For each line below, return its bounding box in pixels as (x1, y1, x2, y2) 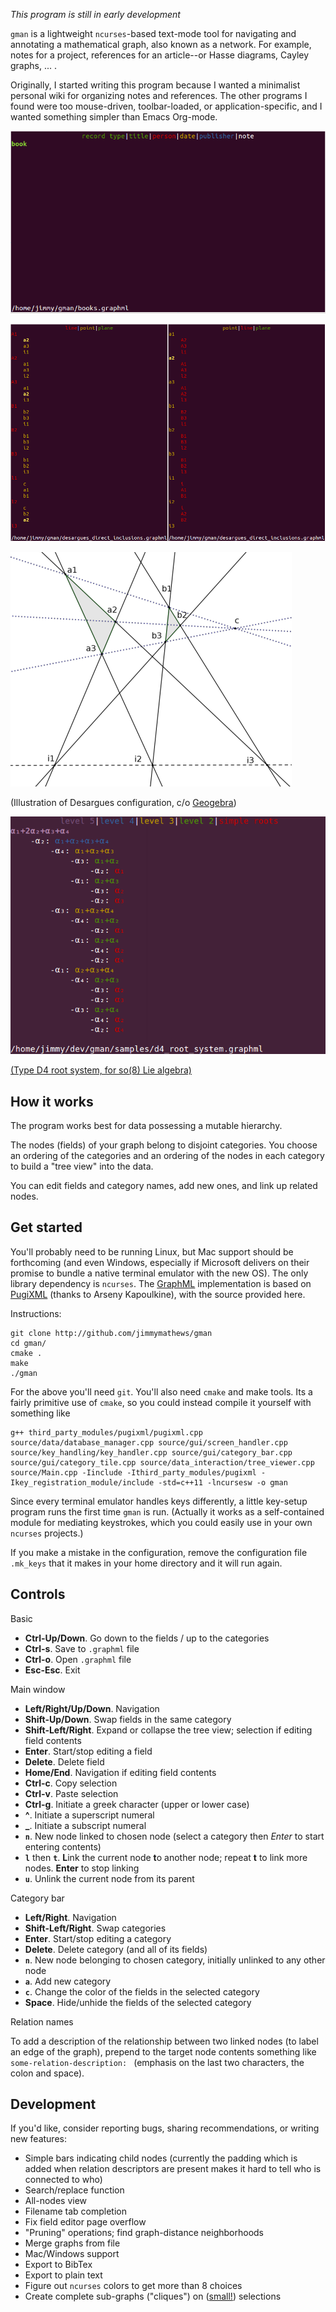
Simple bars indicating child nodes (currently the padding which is (24, 2152, 298, 2164)
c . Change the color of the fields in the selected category (24, 1985, 260, 1998)
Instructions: (10, 1307, 62, 1319)
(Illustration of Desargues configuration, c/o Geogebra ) (10, 797, 237, 809)
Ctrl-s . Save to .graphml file (24, 1642, 140, 1654)
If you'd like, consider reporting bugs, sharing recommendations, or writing (10, 2122, 320, 2134)
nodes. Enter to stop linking (24, 1862, 140, 1874)
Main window (10, 1683, 66, 1695)
